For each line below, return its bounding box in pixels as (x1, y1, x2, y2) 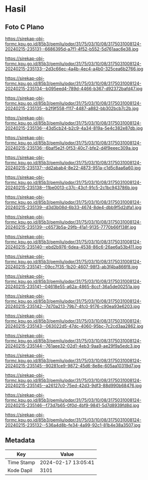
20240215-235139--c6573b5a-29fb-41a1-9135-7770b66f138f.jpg (5, 224, 136, 230)
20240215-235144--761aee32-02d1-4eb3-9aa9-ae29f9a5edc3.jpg (5, 343, 140, 349)
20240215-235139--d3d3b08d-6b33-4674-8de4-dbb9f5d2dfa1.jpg (5, 205, 142, 210)
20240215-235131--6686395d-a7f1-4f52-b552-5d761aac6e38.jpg (5, 46, 139, 52)
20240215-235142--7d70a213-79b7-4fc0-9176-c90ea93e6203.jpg (5, 304, 140, 309)
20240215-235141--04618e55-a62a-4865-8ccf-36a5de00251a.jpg (5, 284, 140, 289)
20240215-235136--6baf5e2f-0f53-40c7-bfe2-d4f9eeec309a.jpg (5, 145, 138, 151)
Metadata (5, 436, 35, 444)
